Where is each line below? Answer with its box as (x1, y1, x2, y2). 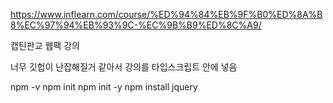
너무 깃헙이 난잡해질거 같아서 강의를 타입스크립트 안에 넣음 (10, 61, 238, 73)
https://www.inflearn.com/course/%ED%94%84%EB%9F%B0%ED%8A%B (10, 9, 323, 20)
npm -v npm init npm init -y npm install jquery (10, 81, 198, 93)
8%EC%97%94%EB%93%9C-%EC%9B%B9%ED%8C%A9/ (10, 19, 262, 31)
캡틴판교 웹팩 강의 (10, 40, 80, 51)
